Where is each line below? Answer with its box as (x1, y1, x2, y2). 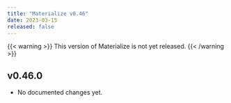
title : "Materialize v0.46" (7, 10, 89, 17)
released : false (7, 23, 54, 30)
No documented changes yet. (17, 88, 103, 97)
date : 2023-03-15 (7, 17, 58, 24)
